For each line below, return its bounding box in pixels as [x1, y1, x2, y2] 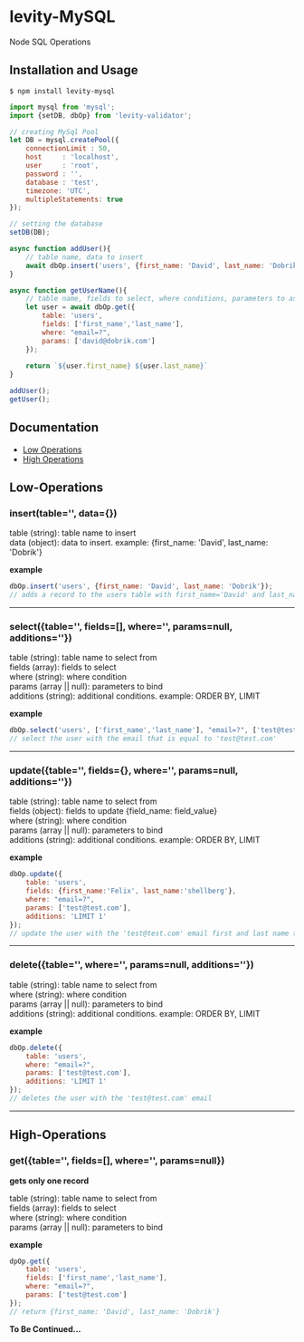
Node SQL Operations [9, 36, 91, 47]
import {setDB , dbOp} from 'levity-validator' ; [9, 111, 193, 120]
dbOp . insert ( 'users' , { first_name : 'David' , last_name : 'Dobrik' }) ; [9, 582, 273, 591]
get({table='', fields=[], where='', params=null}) [9, 1154, 225, 1167]
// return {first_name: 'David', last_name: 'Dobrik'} [9, 1307, 221, 1316]
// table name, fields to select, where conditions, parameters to [25, 294, 285, 304]
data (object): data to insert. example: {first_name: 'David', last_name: [9, 537, 269, 548]
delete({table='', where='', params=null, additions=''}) [9, 959, 255, 971]
